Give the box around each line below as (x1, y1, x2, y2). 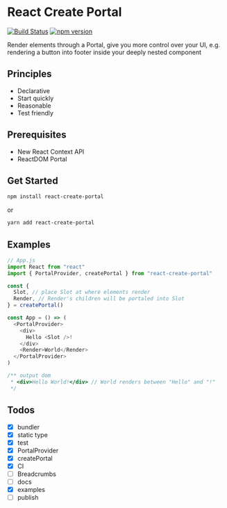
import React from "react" (7, 263, 85, 270)
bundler (17, 423, 40, 431)
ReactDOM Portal (17, 154, 67, 163)
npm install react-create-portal (7, 193, 104, 200)
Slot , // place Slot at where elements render (13, 289, 151, 296)
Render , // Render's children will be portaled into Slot (13, 295, 185, 302)
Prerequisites (7, 129, 67, 141)
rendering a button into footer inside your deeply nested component (7, 48, 202, 56)
